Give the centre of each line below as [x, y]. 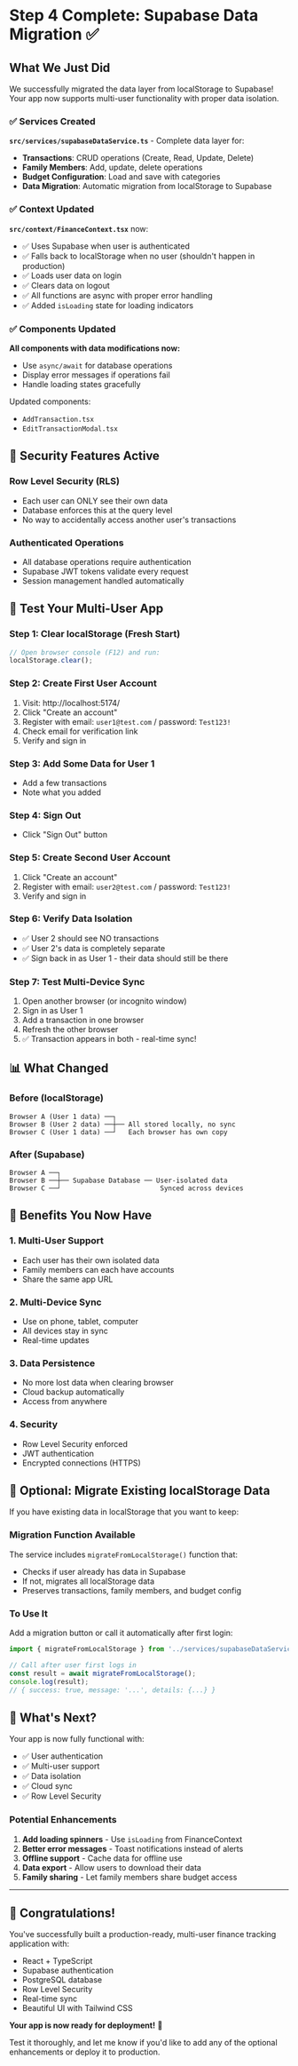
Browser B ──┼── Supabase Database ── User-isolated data [118, 1181]
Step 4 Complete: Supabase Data [134, 16]
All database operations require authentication [107, 561]
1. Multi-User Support [57, 1241]
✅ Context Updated [52, 210]
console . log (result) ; [49, 1681]
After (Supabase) [47, 1154]
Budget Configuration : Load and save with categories [121, 177]
